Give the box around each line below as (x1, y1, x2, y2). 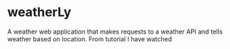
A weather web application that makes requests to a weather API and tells (7, 27, 223, 36)
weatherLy (7, 4, 72, 20)
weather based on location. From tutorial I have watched (7, 34, 172, 43)
